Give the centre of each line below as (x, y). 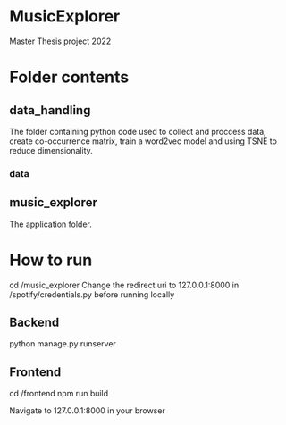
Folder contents (69, 77)
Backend (34, 322)
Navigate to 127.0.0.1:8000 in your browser (87, 411)
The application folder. (50, 224)
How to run (51, 260)
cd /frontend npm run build (59, 394)
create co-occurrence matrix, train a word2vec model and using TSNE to (143, 141)
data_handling (50, 110)
